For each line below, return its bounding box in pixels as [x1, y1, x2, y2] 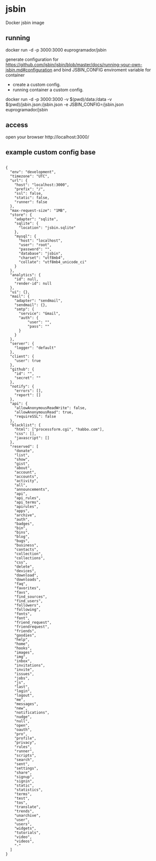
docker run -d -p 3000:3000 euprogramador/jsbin [5, 47, 107, 52]
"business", [14, 543, 39, 548]
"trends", [14, 809, 35, 814]
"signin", [14, 779, 35, 784]
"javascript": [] [14, 435, 50, 441]
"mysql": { [14, 234, 37, 239]
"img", [14, 655, 28, 659]
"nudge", [14, 714, 32, 719]
